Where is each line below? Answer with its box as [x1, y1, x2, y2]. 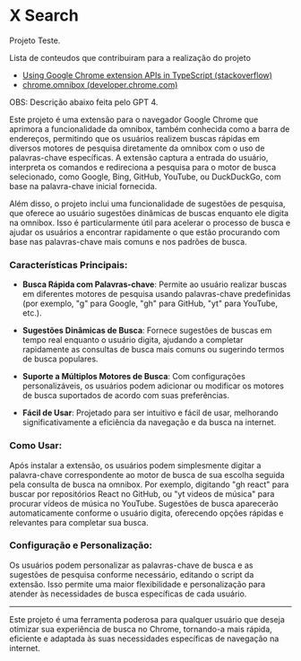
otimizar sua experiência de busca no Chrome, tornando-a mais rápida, [9, 623, 273, 634]
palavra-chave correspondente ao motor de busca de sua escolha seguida [9, 469, 285, 480]
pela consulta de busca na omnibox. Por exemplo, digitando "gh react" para [9, 479, 289, 490]
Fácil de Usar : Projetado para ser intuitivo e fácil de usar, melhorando [21, 407, 279, 418]
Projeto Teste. [9, 35, 61, 46]
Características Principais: [9, 258, 128, 271]
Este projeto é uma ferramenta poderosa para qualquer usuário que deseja [9, 613, 285, 624]
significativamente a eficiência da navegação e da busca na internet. [21, 417, 277, 428]
